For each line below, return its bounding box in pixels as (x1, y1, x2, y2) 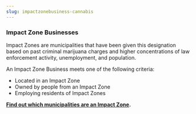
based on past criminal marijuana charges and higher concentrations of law (6, 48, 190, 55)
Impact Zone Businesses (6, 28, 79, 36)
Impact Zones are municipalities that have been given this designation (6, 41, 176, 48)
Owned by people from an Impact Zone (14, 83, 110, 90)
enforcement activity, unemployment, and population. (6, 54, 136, 61)
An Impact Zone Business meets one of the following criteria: (6, 66, 155, 73)
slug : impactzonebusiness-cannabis (6, 8, 94, 15)
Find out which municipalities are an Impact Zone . (6, 101, 131, 108)
